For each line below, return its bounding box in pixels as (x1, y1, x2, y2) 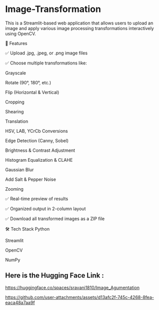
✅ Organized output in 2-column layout (5, 206, 86, 212)
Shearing (5, 108, 24, 114)
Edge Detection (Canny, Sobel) (5, 137, 69, 143)
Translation (5, 118, 28, 124)
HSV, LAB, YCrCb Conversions (5, 128, 68, 134)
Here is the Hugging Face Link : (5, 271, 104, 280)
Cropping (5, 99, 25, 105)
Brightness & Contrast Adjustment (5, 147, 75, 153)
